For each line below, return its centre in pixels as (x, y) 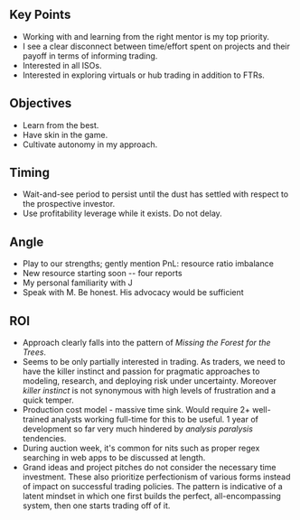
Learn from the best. (61, 125)
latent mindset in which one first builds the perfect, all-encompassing (152, 497)
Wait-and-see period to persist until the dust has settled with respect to (155, 194)
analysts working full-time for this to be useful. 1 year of (155, 420)
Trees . (34, 352)
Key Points (40, 15)
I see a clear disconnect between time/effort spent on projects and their (156, 46)
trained (36, 420)
